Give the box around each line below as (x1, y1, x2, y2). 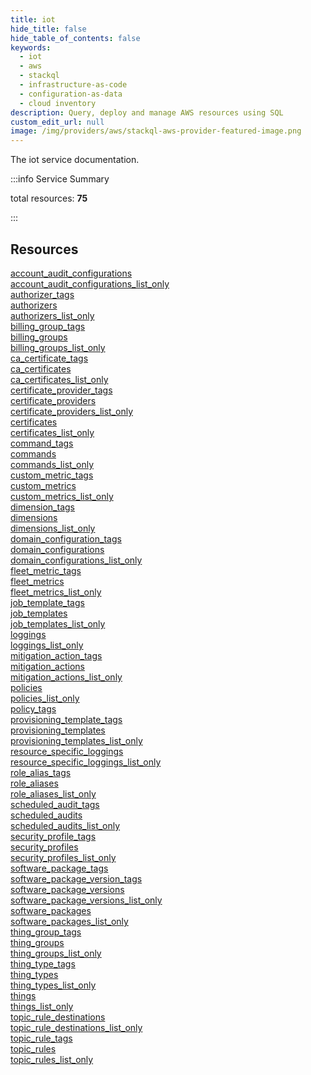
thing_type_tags (10, 957, 76, 970)
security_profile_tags (10, 830, 97, 842)
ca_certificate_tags (10, 352, 89, 364)
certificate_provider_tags (10, 384, 113, 396)
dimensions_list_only (10, 522, 96, 534)
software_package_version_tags (10, 872, 143, 885)
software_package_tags (10, 862, 109, 874)
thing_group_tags (10, 926, 82, 938)
